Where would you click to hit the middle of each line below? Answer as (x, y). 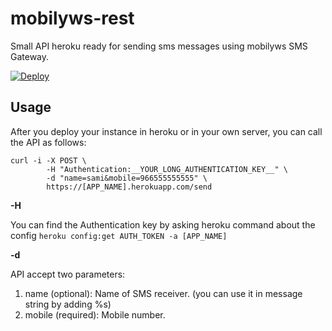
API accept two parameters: (68, 274)
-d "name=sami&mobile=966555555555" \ (127, 178)
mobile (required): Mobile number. (95, 314)
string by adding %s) (68, 304)
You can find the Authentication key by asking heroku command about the (163, 224)
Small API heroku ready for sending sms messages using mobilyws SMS (159, 46)
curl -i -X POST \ (48, 160)
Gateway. (30, 56)
